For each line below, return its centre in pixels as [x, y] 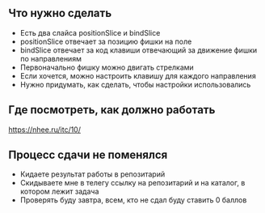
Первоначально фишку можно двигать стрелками [107, 67]
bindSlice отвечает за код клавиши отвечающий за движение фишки [139, 50]
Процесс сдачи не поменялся [88, 155]
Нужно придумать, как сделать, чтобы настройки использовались [135, 84]
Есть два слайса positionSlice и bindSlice [90, 32]
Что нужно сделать [60, 13]
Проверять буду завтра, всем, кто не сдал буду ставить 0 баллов [133, 200]
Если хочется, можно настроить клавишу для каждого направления [138, 75]
